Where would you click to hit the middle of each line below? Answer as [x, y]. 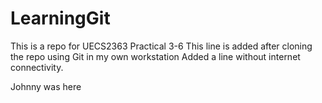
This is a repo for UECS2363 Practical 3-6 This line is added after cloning [161, 46]
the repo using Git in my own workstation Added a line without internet [155, 56]
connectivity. [37, 67]
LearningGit [60, 18]
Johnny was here [46, 86]
